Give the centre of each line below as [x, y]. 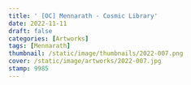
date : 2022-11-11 [38, 23]
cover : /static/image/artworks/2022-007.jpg [85, 62]
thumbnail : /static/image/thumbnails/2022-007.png [96, 53]
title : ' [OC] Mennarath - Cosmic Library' [83, 16]
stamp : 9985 [28, 69]
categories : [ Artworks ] [49, 38]
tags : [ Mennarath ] [39, 46]
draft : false [30, 31]
